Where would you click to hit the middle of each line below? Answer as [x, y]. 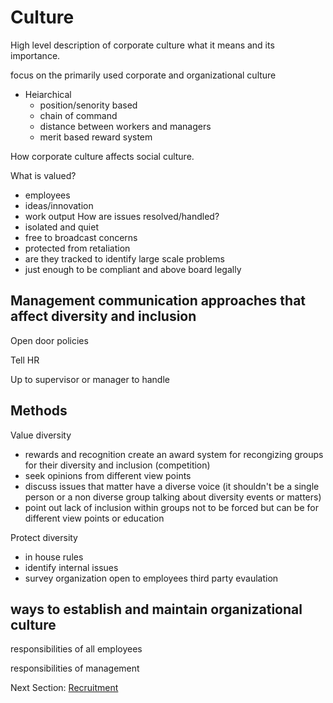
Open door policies [49, 340]
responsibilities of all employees [76, 649]
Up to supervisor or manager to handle [90, 379]
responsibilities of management [75, 668]
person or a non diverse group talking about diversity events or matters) [173, 497]
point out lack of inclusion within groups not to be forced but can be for [171, 507]
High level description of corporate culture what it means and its [142, 45]
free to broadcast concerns [81, 237]
